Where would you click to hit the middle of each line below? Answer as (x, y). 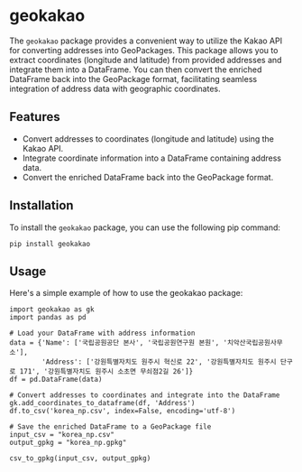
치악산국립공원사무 (255, 343)
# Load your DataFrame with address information (102, 333)
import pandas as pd (48, 318)
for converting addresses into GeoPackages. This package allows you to (144, 50)
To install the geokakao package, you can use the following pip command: (145, 227)
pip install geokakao (50, 244)
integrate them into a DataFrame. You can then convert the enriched (136, 69)
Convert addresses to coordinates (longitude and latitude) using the (148, 139)
